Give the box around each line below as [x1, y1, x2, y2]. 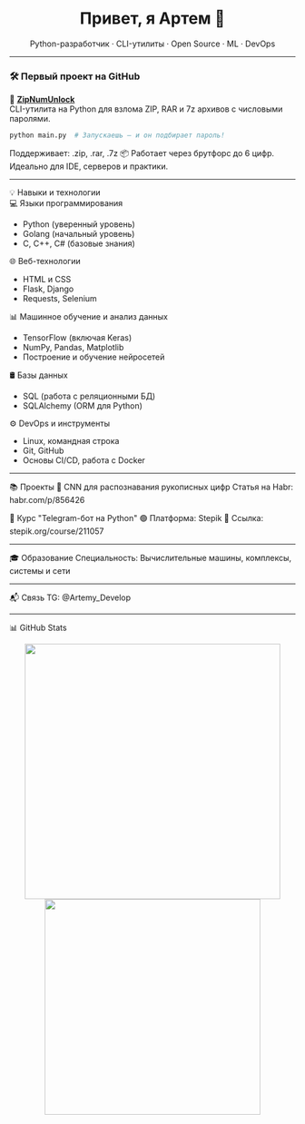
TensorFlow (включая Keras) [22, 332, 133, 343]
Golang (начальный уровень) [22, 229, 135, 240]
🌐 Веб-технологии [9, 256, 81, 267]
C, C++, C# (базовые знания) [22, 238, 136, 249]
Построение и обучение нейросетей [22, 351, 165, 362]
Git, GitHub [22, 445, 64, 457]
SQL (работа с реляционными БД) [22, 390, 156, 402]
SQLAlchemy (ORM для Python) [22, 400, 143, 411]
